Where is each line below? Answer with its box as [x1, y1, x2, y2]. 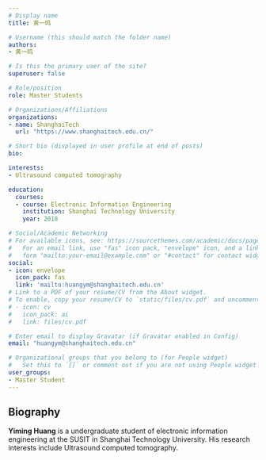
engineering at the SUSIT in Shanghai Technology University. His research [8, 435, 251, 444]
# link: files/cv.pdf [8, 318, 87, 326]
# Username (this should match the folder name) [8, 33, 172, 41]
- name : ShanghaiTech [8, 121, 80, 128]
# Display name [8, 11, 59, 20]
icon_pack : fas [15, 274, 66, 282]
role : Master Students [8, 91, 83, 99]
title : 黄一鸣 [8, 19, 51, 27]
